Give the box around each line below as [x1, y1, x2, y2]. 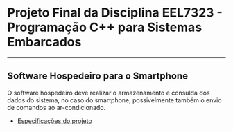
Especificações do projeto [17, 116, 92, 125]
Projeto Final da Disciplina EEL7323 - [7, 5, 223, 21]
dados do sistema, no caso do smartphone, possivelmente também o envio [7, 95, 222, 104]
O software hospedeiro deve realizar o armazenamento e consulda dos [7, 88, 210, 97]
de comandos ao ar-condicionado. [7, 103, 106, 111]
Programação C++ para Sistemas [7, 19, 202, 35]
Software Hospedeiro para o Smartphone [7, 70, 189, 82]
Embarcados [7, 35, 82, 50]
